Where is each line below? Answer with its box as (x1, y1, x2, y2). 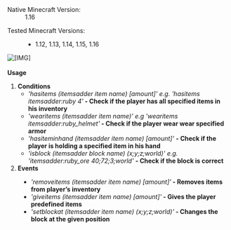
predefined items (30, 200, 82, 208)
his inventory (27, 104, 68, 113)
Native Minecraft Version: (7, 6, 81, 13)
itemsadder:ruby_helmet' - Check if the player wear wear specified (27, 119, 225, 128)
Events (17, 164, 39, 172)
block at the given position (30, 215, 110, 223)
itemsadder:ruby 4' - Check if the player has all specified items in (27, 97, 221, 105)
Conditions (17, 82, 51, 90)
